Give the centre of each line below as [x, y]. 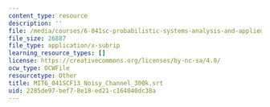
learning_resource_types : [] [57, 53]
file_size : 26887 [37, 38]
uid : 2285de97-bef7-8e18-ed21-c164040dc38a [82, 91]
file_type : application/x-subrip [64, 46]
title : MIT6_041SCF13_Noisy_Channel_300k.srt [86, 83]
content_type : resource [48, 16]
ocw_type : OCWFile [39, 68]
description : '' [35, 23]
